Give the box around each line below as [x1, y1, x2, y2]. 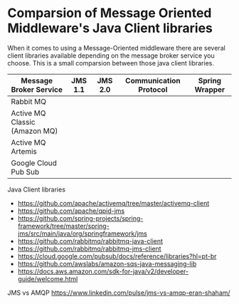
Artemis [11, 146, 38, 156]
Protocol [138, 84, 168, 94]
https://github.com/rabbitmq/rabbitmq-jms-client [17, 244, 161, 253]
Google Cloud [11, 158, 57, 168]
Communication [125, 75, 181, 85]
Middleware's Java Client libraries [7, 20, 213, 36]
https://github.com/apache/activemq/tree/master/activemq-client [17, 199, 210, 207]
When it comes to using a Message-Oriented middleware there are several [7, 43, 225, 52]
